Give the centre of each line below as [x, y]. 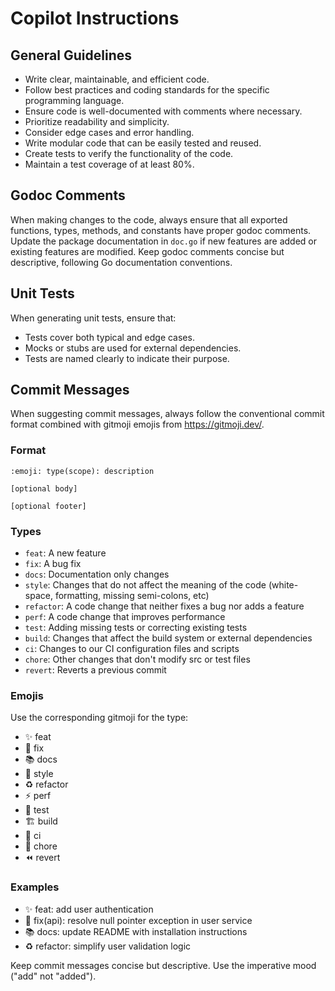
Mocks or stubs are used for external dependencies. [133, 348]
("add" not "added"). [53, 976]
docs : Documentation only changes [97, 574]
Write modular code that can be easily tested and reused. [143, 143]
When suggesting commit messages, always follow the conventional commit [167, 414]
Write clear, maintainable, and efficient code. [117, 79]
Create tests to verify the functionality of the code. [129, 153]
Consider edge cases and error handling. [109, 132]
